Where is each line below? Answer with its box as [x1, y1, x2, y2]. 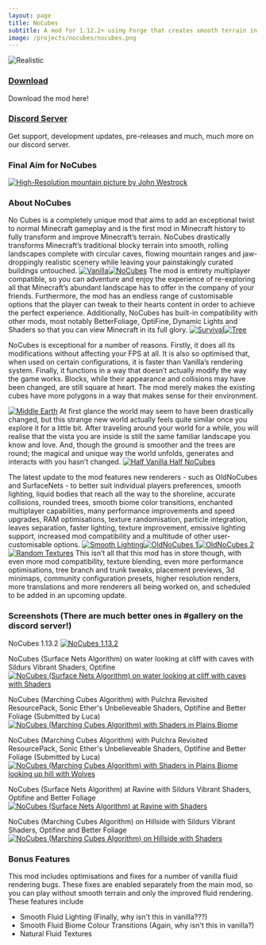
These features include [8, 897, 84, 906]
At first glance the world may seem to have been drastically [59, 407, 254, 416]
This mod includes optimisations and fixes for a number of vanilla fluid [8, 871, 238, 881]
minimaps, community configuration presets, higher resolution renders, [8, 573, 241, 584]
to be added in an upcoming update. [8, 591, 127, 600]
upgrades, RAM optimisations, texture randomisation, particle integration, [8, 515, 249, 524]
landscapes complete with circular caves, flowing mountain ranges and [8, 249, 241, 259]
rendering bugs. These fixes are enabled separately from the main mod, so [8, 880, 253, 889]
